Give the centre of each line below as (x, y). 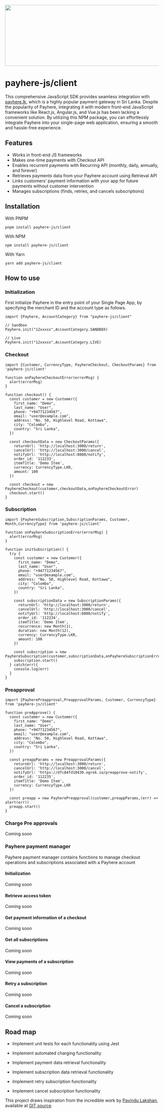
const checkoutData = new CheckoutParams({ (54, 442)
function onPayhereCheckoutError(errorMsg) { (52, 378)
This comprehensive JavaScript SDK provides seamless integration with (77, 96)
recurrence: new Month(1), (45, 626)
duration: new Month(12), (44, 630)
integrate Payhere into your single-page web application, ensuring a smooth (82, 123)
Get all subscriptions (27, 939)
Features (19, 143)
